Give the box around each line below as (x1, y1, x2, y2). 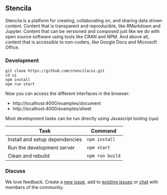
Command (90, 127, 117, 134)
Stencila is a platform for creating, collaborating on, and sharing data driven (5, 17, 162, 23)
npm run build (86, 153, 121, 159)
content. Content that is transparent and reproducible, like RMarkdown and (5, 23, 161, 29)
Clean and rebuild (8, 153, 50, 160)
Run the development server (8, 144, 75, 151)
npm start (86, 145, 110, 151)
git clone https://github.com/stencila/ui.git (5, 68, 105, 74)
